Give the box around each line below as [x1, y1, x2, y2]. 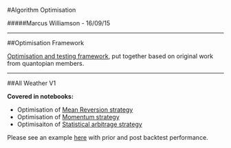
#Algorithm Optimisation [7, 6, 76, 14]
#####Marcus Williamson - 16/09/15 [7, 19, 111, 27]
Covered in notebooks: [7, 92, 74, 100]
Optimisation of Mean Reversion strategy [16, 106, 133, 114]
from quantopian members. [7, 60, 85, 67]
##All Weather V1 [7, 79, 56, 87]
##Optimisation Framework [7, 39, 85, 47]
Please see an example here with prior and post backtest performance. [7, 134, 208, 141]
